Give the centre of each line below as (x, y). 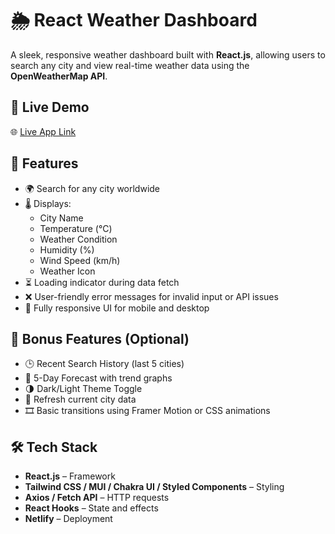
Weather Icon (67, 271)
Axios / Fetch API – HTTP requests (97, 498)
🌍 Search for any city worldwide (92, 188)
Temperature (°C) (76, 228)
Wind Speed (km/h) (80, 260)
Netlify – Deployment (68, 519)
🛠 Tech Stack (54, 447)
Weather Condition (78, 239)
